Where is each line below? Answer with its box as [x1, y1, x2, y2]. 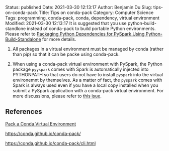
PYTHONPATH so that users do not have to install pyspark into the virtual [12, 72, 163, 77]
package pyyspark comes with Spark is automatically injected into [12, 66, 149, 72]
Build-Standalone [5, 36, 41, 42]
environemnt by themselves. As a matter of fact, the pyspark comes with [12, 77, 162, 83]
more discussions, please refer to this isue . [12, 93, 102, 99]
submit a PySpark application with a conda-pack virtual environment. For [12, 88, 164, 93]
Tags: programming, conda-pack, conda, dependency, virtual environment [5, 15, 160, 21]
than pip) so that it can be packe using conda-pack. [12, 51, 120, 57]
